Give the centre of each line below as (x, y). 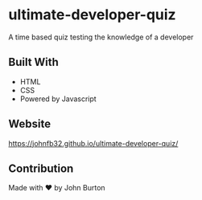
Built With (33, 62)
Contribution (41, 168)
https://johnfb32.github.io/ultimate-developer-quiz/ (93, 143)
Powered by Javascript (58, 99)
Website (29, 124)
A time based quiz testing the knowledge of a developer (101, 37)
